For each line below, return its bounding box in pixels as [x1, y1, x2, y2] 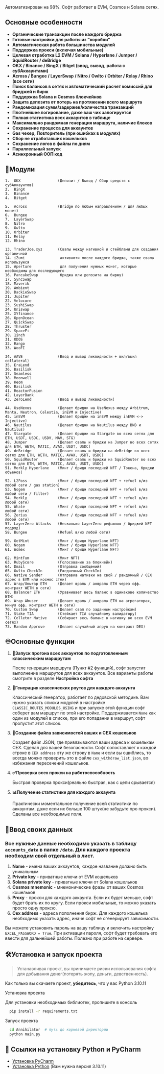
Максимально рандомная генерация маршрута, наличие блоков [12, 120, 153, 125]
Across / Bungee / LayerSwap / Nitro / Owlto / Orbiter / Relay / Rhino [12, 73, 153, 79]
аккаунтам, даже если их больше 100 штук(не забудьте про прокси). [12, 806, 157, 812]
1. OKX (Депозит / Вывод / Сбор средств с [5, 178, 131, 183]
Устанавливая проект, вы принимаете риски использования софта [17, 965, 157, 972]
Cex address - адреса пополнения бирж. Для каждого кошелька [12, 910, 148, 916]
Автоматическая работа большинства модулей [12, 42, 115, 48]
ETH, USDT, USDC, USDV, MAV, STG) [5, 436, 76, 440]
